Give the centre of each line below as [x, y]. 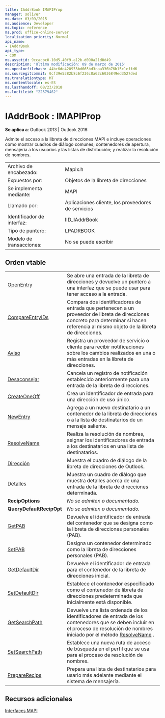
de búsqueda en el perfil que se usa [108, 649]
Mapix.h [74, 169]
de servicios [79, 209]
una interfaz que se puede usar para [109, 288]
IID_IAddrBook [82, 220]
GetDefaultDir [23, 570]
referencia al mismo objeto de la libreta [112, 327]
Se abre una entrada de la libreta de [108, 276]
